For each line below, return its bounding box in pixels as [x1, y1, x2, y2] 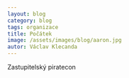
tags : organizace [7, 23, 59, 30]
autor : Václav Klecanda [7, 43, 78, 50]
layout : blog [7, 10, 46, 18]
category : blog [7, 17, 52, 24]
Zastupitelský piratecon [7, 63, 77, 71]
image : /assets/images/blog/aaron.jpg [7, 37, 122, 44]
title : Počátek [7, 30, 52, 38]
